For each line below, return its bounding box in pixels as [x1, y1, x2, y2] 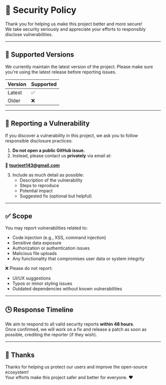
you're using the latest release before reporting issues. [5, 69, 117, 75]
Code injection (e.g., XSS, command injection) [12, 235, 106, 241]
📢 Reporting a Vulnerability [5, 119, 90, 128]
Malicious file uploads [12, 251, 57, 257]
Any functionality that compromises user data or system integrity [12, 256, 145, 262]
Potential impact [19, 188, 53, 193]
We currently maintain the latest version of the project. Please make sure [5, 64, 153, 69]
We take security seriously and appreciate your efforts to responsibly [5, 26, 146, 32]
